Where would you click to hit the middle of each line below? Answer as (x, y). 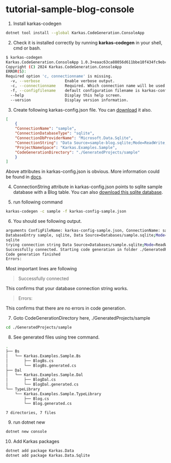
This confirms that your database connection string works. (67, 289)
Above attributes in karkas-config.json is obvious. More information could (83, 171)
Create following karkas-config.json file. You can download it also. (82, 110)
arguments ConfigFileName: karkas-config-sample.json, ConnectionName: (83, 230)
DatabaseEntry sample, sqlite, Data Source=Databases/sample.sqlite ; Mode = (87, 236)
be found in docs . (24, 177)
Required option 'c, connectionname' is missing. (59, 76)
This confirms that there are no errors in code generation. (66, 308)
